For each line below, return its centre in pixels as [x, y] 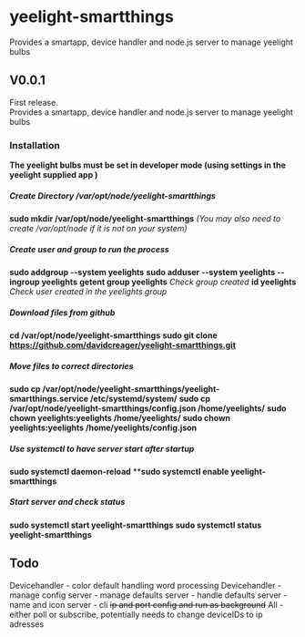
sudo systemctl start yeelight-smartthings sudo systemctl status [136, 525]
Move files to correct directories [71, 365]
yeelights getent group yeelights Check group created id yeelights [169, 282]
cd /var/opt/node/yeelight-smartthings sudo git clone [113, 335]
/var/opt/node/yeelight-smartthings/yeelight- [131, 388]
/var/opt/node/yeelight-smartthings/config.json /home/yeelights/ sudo [148, 408]
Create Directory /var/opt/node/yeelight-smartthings [113, 195]
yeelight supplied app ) [54, 175]
